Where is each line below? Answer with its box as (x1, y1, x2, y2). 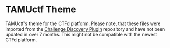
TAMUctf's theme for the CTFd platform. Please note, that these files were (5, 20, 161, 27)
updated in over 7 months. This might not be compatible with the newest (5, 31, 157, 37)
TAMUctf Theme (5, 4, 76, 15)
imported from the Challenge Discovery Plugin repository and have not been (5, 26, 165, 32)
